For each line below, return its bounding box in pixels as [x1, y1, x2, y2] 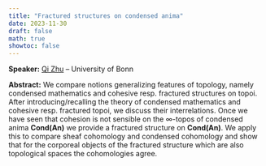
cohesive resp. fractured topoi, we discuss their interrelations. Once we [8, 106, 248, 116]
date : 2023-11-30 [8, 19, 68, 28]
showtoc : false [8, 42, 60, 50]
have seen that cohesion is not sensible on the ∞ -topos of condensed [8, 114, 244, 124]
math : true [8, 34, 46, 43]
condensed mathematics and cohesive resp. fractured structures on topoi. [8, 88, 258, 98]
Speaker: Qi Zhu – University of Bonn [8, 64, 134, 74]
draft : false [8, 27, 53, 35]
